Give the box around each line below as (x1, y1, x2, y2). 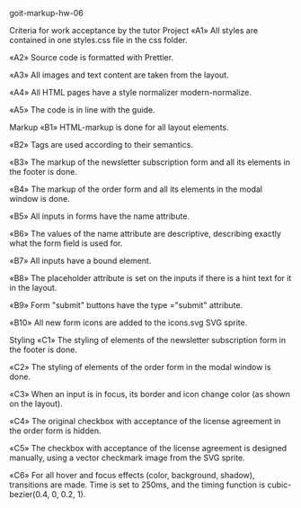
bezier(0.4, (9, 489, 50, 499)
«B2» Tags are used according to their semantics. (9, 140, 193, 150)
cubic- (267, 479, 292, 490)
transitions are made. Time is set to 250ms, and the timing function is (9, 479, 266, 490)
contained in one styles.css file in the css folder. (9, 35, 188, 45)
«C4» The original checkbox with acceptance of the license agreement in (9, 416, 281, 426)
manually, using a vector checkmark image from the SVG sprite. (9, 452, 245, 463)
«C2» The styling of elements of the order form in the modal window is (9, 362, 271, 372)
